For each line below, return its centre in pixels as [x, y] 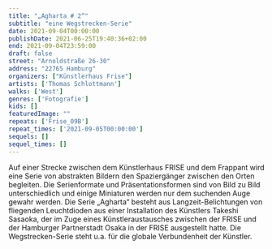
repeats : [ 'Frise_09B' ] [49, 122]
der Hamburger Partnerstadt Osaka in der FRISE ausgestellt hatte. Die [125, 227]
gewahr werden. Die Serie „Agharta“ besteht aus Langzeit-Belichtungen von [136, 202]
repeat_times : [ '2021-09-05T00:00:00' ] [76, 129]
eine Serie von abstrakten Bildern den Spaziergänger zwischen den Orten [132, 176]
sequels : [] [28, 136]
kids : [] [23, 106]
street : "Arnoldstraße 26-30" [60, 62]
